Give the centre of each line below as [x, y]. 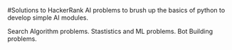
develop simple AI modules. [48, 18]
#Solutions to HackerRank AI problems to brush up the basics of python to [116, 10]
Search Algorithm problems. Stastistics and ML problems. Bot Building [110, 31]
